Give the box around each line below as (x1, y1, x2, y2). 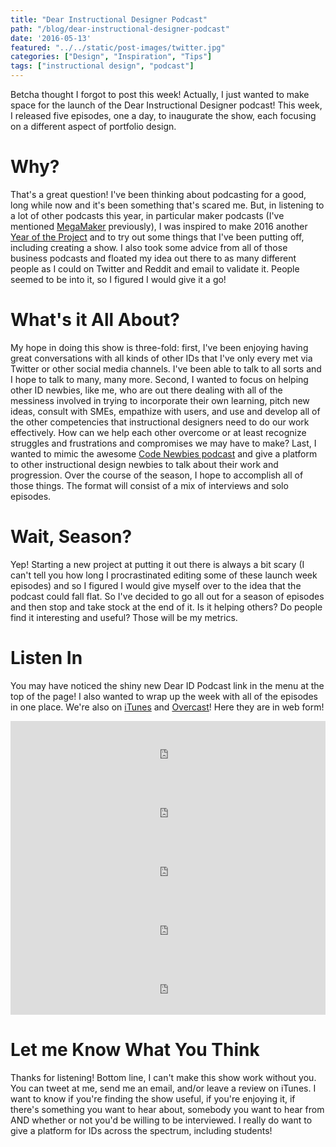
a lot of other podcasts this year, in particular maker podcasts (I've (10, 209, 285, 221)
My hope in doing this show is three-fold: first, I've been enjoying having (10, 341, 309, 353)
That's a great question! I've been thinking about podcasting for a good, (10, 188, 307, 200)
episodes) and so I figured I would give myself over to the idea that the (10, 579, 302, 591)
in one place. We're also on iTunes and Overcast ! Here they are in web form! (10, 701, 325, 713)
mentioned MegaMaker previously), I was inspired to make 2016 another (10, 220, 308, 232)
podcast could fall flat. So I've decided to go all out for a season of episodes (10, 590, 325, 602)
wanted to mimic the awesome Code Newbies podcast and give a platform (10, 447, 318, 460)
